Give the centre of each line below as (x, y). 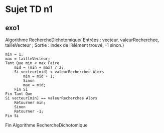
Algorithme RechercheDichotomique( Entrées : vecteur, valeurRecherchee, (82, 40)
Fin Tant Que (19, 94)
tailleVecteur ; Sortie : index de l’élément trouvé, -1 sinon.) (65, 45)
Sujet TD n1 (29, 9)
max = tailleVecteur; (28, 59)
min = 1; (14, 54)
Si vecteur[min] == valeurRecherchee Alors (51, 98)
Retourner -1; (29, 111)
